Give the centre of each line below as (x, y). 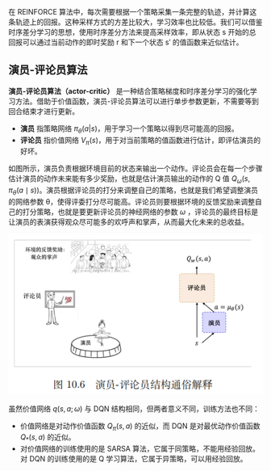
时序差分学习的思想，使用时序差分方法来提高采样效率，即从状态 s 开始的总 (132, 32)
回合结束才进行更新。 (44, 111)
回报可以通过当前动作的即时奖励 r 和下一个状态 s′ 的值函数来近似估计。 (126, 42)
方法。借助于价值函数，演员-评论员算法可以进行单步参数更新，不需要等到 (137, 101)
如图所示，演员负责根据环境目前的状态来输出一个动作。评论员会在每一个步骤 (135, 169)
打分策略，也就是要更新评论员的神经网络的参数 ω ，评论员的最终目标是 (140, 212)
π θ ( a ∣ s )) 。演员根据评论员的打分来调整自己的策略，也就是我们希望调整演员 (133, 191)
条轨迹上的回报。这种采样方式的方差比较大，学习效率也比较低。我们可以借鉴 (135, 22)
